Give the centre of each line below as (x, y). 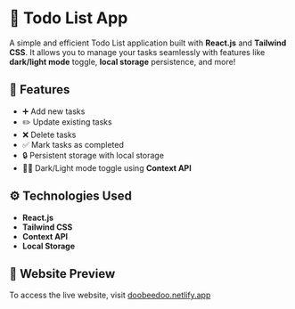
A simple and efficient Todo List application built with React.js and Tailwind (148, 43)
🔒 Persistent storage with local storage (93, 155)
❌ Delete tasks (49, 134)
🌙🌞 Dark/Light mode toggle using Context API (107, 167)
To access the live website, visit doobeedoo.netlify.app (110, 295)
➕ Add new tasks (53, 111)
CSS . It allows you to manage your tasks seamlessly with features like (137, 52)
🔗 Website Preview (62, 274)
